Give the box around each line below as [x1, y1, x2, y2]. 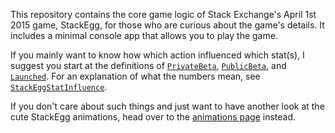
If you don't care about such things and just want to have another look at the [10, 100, 325, 112]
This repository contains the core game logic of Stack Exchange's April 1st [10, 9, 317, 20]
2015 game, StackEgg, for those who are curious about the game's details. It [10, 19, 325, 31]
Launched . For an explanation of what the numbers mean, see [10, 70, 261, 82]
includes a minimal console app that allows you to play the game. [10, 30, 278, 41]
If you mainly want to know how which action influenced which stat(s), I [10, 49, 305, 61]
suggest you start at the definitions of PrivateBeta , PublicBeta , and [10, 60, 287, 71]
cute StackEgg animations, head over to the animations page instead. [10, 111, 297, 123]
